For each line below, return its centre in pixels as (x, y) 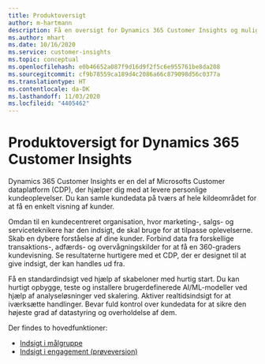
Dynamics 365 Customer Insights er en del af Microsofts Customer (117, 182)
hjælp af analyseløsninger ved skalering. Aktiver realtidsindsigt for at (119, 296)
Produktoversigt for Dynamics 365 (124, 143)
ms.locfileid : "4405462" (49, 103)
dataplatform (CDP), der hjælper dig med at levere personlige (108, 190)
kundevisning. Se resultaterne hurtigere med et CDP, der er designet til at (127, 255)
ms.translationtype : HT (47, 81)
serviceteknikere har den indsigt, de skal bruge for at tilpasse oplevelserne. (131, 231)
